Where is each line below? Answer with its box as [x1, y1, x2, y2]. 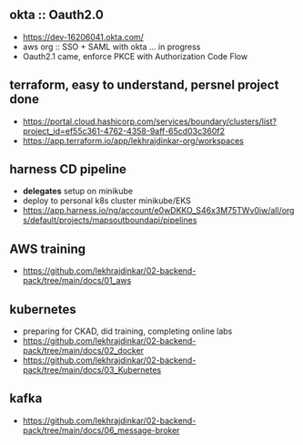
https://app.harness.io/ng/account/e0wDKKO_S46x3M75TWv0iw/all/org [22, 205, 295, 216]
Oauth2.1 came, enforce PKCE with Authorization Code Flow [22, 50, 248, 62]
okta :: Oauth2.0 [9, 7, 105, 23]
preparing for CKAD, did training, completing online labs [22, 326, 233, 336]
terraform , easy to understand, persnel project [9, 78, 279, 93]
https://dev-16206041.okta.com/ [22, 31, 144, 42]
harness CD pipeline [9, 161, 127, 177]
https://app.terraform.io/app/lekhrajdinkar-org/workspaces [22, 135, 244, 146]
